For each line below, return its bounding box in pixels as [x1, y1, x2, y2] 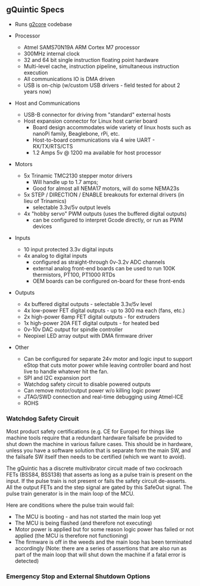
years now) [23, 88, 52, 95]
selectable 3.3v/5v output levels [32, 204, 111, 211]
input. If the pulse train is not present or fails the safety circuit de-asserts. [6, 478, 187, 485]
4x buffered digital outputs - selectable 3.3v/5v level [23, 300, 152, 307]
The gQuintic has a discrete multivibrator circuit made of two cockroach [6, 465, 183, 472]
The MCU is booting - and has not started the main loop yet [14, 513, 161, 520]
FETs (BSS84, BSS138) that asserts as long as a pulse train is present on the [6, 471, 193, 478]
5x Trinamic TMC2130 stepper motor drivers [23, 172, 133, 179]
